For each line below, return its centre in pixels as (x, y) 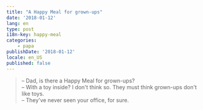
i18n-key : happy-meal (34, 35)
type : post (20, 29)
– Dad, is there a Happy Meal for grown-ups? (78, 81)
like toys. (33, 94)
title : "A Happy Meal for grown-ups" (55, 12)
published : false (29, 63)
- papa (26, 46)
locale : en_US (25, 57)
